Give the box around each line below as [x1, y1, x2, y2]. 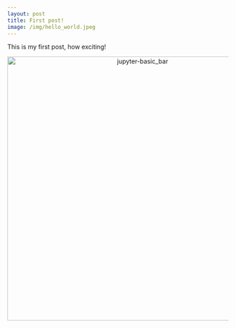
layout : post [7, 10, 46, 18]
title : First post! [7, 17, 65, 24]
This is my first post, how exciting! [7, 43, 107, 51]
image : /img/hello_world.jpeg [7, 23, 96, 30]
